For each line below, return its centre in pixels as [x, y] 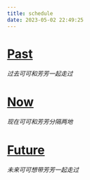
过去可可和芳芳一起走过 [40, 74]
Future [26, 150]
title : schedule [30, 13]
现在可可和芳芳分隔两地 [40, 122]
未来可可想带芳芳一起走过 [43, 170]
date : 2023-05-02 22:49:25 [45, 20]
